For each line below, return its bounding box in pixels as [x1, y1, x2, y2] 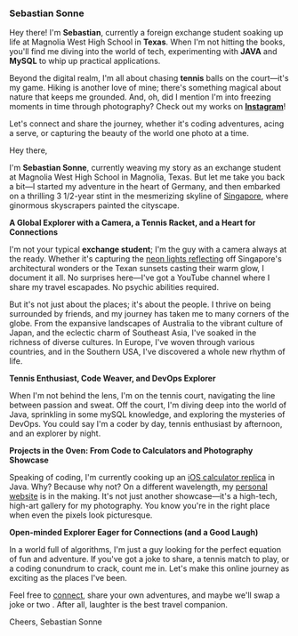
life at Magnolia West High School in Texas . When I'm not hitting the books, [9, 36, 286, 47]
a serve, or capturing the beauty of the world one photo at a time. [9, 128, 249, 139]
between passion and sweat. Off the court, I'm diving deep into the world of [9, 399, 287, 411]
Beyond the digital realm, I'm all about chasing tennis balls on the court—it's [9, 73, 289, 84]
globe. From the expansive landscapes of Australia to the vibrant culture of [9, 318, 283, 329]
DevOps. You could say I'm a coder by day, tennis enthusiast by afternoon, [9, 419, 283, 430]
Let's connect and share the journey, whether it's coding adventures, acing [9, 118, 285, 129]
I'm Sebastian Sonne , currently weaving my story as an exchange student [9, 163, 282, 173]
